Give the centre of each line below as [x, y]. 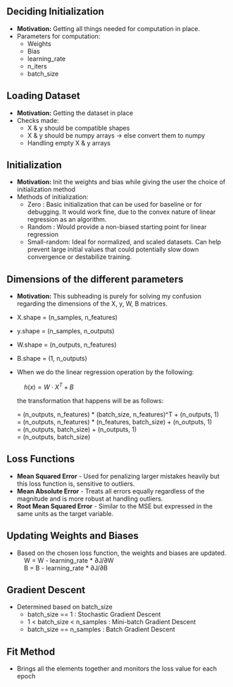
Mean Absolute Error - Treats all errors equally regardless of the [111, 491]
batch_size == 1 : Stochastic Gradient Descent [94, 614]
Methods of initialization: [52, 197]
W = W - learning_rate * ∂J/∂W [69, 560]
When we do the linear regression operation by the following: [105, 372]
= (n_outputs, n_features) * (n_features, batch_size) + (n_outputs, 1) [114, 422]
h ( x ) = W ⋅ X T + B [49, 386]
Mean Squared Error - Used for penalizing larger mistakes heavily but [118, 476]
